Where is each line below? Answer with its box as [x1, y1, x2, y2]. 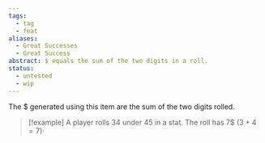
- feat [15, 27, 38, 35]
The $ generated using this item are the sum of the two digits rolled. [8, 102, 235, 111]
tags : [8, 11, 27, 20]
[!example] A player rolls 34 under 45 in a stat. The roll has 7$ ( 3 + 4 [28, 117, 257, 127]
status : [8, 65, 35, 73]
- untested [15, 72, 53, 80]
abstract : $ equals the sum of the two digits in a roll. [8, 57, 208, 65]
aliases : [8, 34, 38, 43]
